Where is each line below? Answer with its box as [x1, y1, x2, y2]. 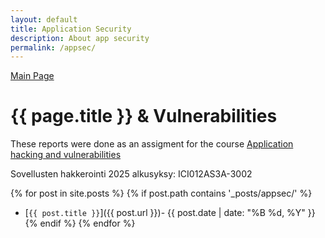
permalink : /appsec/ [10, 42, 97, 53]
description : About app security [10, 33, 150, 43]
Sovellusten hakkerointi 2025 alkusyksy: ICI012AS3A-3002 [10, 168, 253, 180]
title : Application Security [10, 24, 132, 34]
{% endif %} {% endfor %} [24, 217, 136, 230]
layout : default [10, 14, 78, 25]
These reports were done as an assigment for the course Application [10, 138, 294, 150]
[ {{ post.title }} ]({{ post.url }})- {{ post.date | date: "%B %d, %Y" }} [24, 207, 316, 219]
